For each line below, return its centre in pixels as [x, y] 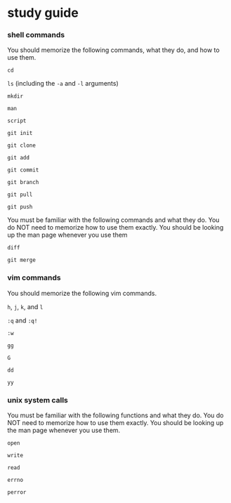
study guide [43, 13]
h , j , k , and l [25, 306]
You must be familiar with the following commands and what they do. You [113, 220]
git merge [22, 260]
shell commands [36, 35]
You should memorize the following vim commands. [82, 293]
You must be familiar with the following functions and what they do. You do [115, 415]
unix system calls [38, 400]
